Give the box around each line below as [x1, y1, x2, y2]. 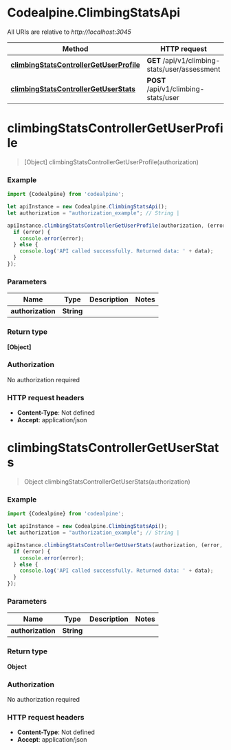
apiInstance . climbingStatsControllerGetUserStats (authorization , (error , [7, 542, 223, 549]
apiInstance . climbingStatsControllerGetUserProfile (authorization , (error [7, 222, 226, 229]
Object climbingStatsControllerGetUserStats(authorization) [23, 477, 190, 486]
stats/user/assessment [146, 64, 221, 74]
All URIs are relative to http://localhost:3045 [7, 28, 132, 36]
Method [62, 43, 89, 53]
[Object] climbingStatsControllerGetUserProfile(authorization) [23, 157, 199, 166]
